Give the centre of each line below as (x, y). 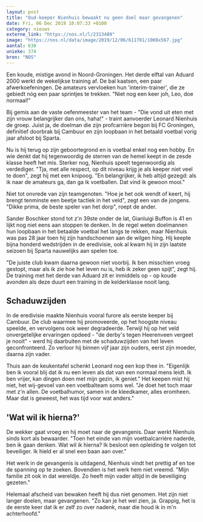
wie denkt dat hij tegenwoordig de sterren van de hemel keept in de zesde (99, 156)
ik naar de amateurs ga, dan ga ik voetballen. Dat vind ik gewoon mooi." (96, 182)
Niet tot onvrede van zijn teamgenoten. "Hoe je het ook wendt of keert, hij (98, 194)
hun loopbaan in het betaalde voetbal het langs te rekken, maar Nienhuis (97, 231)
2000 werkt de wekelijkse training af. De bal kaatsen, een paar (84, 81)
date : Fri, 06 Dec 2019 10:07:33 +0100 (57, 23)
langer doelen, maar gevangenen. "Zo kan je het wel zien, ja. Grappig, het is (101, 501)
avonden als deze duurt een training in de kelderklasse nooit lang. (88, 282)
